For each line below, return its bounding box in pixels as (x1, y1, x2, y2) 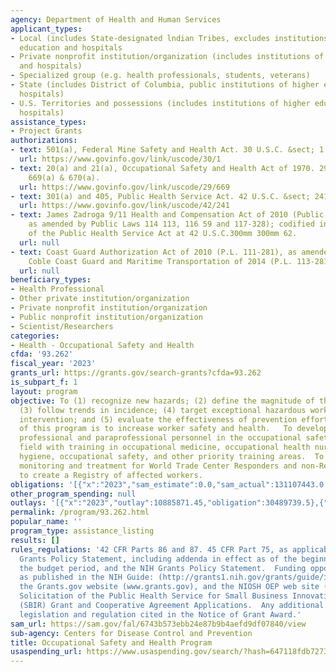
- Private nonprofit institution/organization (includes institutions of (10, 52, 325, 62)
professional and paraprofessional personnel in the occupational (19, 433, 302, 443)
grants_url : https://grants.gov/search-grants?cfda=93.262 (10, 368, 262, 378)
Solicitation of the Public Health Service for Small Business (19, 591, 288, 601)
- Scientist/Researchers (10, 321, 114, 331)
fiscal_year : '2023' (10, 359, 97, 369)
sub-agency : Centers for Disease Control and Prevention (10, 628, 253, 638)
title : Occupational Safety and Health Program (10, 637, 213, 648)
